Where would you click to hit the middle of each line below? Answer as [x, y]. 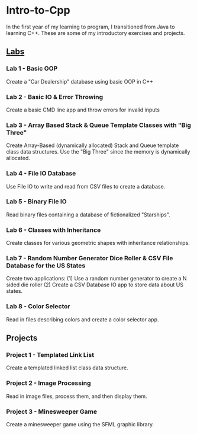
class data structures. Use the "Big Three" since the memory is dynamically [98, 152]
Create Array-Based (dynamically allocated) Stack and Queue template [93, 145]
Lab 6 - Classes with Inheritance [54, 230]
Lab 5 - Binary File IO [36, 202]
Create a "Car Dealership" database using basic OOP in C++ [80, 81]
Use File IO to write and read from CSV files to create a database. [86, 186]
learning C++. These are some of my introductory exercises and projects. [96, 33]
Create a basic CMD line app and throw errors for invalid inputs [83, 110]
